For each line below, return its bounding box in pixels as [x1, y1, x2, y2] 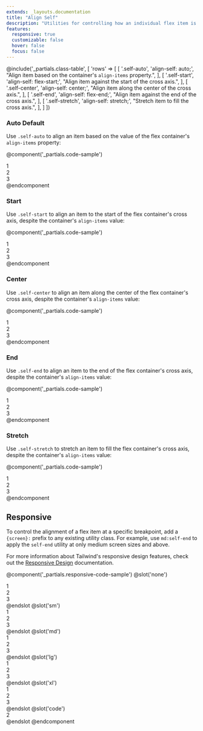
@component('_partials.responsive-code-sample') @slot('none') [6, 571, 168, 578]
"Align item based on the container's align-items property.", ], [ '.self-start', [6, 71, 194, 79]
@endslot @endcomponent [6, 718, 75, 725]
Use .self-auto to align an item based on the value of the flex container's [6, 133, 190, 140]
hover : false [12, 43, 45, 49]
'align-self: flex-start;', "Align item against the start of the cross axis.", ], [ [6, 78, 188, 85]
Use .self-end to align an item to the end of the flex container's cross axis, [6, 367, 193, 374]
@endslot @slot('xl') [6, 679, 58, 687]
